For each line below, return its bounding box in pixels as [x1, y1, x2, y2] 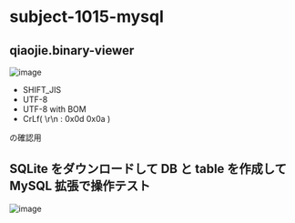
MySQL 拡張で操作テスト [9, 178, 151, 194]
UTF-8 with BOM [22, 104, 86, 115]
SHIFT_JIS [22, 85, 62, 95]
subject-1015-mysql [9, 6, 164, 27]
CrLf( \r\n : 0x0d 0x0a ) [22, 114, 111, 124]
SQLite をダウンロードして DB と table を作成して [9, 161, 287, 177]
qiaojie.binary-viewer [9, 43, 135, 58]
